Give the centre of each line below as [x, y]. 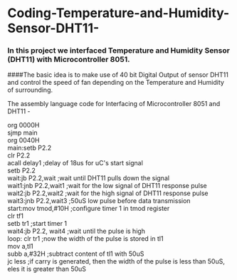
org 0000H [23, 125]
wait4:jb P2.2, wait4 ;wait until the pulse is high [77, 231]
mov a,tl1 [20, 247]
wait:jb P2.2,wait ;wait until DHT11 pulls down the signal [88, 178]
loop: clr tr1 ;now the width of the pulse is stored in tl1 [85, 239]
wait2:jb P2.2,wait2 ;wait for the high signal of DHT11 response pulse [108, 193]
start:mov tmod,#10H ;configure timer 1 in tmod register [89, 209]
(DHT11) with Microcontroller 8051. [69, 60]
